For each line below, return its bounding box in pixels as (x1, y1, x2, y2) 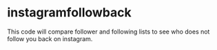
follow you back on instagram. (7, 34, 93, 42)
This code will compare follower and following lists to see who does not (7, 27, 210, 36)
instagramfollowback (7, 5, 132, 21)
